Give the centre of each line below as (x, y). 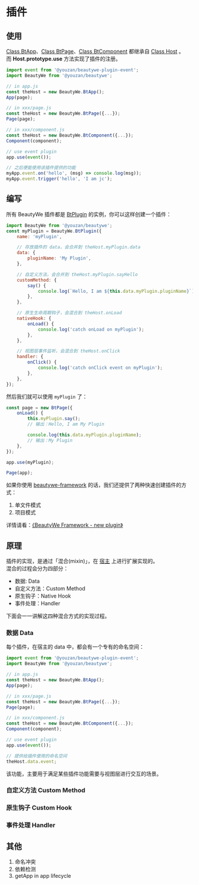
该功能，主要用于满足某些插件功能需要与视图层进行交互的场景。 (84, 773)
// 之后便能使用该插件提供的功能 (41, 168)
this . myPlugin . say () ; (54, 419)
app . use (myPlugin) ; (30, 462)
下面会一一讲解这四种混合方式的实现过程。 (58, 616)
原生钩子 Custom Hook (39, 808)
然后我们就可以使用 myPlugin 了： (47, 396)
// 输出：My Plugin (50, 440)
